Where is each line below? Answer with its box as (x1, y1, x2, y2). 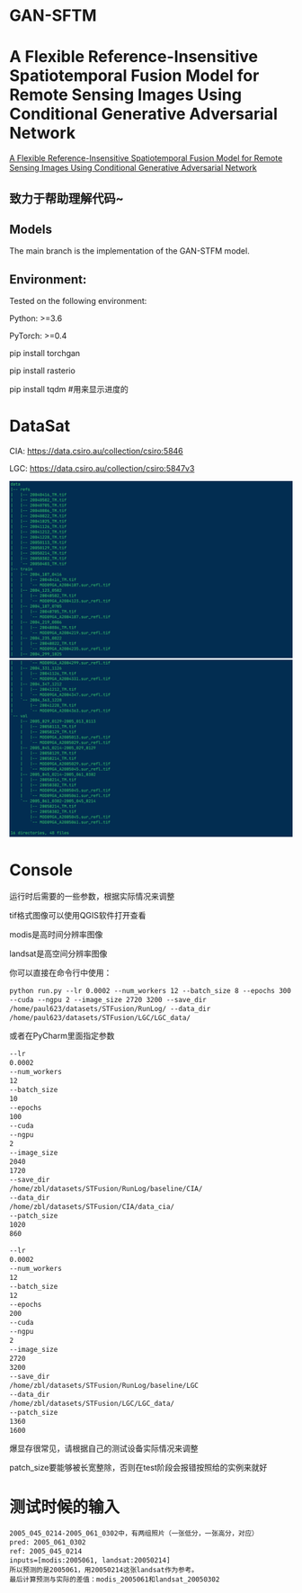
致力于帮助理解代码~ (9, 191, 124, 206)
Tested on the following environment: (9, 296, 147, 307)
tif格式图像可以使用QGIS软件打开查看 (9, 910, 147, 921)
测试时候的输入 (9, 1497, 120, 1517)
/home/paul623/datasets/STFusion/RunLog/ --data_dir (9, 1005, 211, 1014)
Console (9, 860, 74, 881)
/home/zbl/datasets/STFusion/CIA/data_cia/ (9, 1203, 175, 1212)
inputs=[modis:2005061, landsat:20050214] (9, 1555, 171, 1565)
